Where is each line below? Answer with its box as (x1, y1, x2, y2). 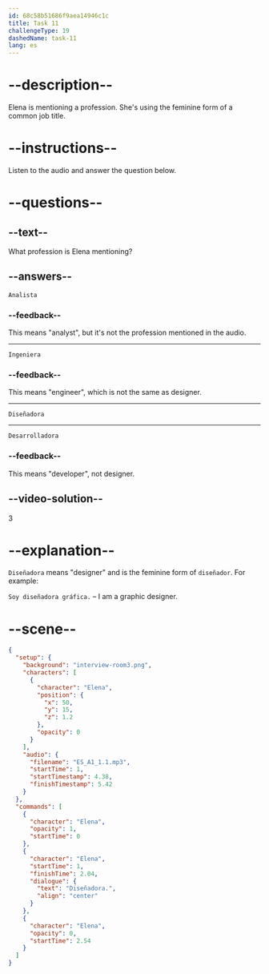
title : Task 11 (8, 19, 59, 27)
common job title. (8, 111, 66, 121)
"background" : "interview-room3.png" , (22, 662, 152, 670)
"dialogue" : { (29, 877, 78, 885)
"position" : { (37, 690, 84, 699)
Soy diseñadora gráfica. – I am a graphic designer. (8, 592, 178, 602)
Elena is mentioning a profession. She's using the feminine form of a (8, 103, 234, 112)
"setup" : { (15, 654, 52, 662)
